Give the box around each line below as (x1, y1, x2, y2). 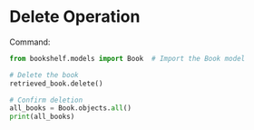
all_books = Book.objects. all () (9, 104, 132, 113)
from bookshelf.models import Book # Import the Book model (9, 54, 246, 63)
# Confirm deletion (9, 95, 83, 105)
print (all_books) (9, 112, 75, 122)
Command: (9, 36, 51, 47)
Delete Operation (9, 6, 141, 27)
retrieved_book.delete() (9, 79, 103, 88)
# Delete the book (9, 70, 79, 79)
